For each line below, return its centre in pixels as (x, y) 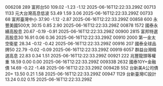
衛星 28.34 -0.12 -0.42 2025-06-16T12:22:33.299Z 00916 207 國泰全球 (81, 43)
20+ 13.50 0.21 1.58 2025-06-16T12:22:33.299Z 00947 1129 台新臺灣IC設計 (81, 74)
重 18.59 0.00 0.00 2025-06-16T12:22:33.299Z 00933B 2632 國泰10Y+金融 (81, 62)
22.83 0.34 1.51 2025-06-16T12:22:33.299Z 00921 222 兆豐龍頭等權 (87, 56)
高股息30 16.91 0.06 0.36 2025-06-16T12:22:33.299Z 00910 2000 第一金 (78, 37)
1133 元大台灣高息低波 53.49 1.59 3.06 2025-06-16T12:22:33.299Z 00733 (79, 13)
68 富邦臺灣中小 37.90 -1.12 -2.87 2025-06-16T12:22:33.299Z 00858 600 (79, 19)
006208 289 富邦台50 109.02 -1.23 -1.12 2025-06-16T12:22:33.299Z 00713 (81, 7)
